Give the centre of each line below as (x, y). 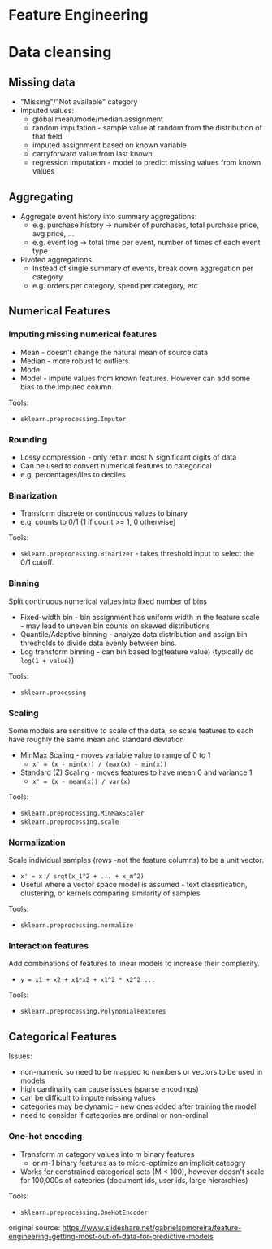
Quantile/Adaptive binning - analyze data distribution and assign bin (134, 634)
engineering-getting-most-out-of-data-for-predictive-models (111, 1236)
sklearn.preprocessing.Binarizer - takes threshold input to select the (137, 554)
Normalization (37, 842)
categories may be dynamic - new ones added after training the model (138, 1106)
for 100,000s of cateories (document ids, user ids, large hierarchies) (134, 1180)
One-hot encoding (45, 1137)
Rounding (28, 439)
